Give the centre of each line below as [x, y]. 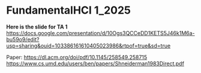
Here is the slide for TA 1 [37, 27]
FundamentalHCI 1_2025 [68, 10]
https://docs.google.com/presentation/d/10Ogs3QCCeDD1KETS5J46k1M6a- [100, 33]
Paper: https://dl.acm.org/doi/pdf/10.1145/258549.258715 [77, 57]
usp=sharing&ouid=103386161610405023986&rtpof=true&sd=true [88, 46]
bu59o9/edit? [23, 39]
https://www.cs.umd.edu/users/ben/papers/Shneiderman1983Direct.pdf [95, 64]
